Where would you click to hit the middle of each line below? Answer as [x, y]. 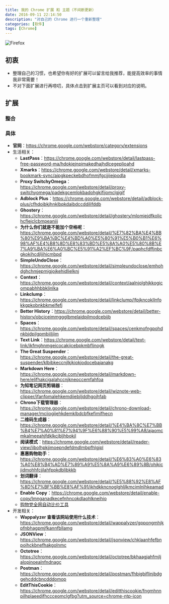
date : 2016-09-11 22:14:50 [33, 15]
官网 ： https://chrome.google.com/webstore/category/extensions [80, 145]
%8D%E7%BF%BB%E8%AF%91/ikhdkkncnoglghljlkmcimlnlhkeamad [92, 487]
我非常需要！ [26, 79]
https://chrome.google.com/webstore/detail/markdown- [78, 374]
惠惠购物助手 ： [35, 453]
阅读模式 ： [31, 442]
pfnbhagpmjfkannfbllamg [46, 528]
